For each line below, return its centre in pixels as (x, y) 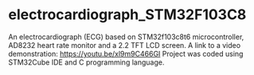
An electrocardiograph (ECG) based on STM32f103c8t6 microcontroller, (126, 37)
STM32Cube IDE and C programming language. (86, 62)
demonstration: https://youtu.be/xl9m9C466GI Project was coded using (126, 53)
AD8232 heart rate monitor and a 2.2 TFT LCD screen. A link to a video (125, 45)
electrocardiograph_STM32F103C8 (127, 15)
